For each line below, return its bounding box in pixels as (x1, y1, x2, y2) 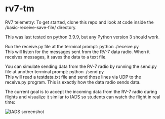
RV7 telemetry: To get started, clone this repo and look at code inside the (5, 19, 154, 25)
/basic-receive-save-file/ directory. (5, 24, 77, 30)
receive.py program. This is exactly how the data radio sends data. (5, 79, 141, 85)
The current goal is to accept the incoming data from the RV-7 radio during (5, 89, 157, 94)
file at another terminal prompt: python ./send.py (5, 68, 104, 74)
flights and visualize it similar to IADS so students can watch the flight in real (5, 94, 161, 100)
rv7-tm (5, 3, 35, 14)
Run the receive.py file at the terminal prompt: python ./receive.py (5, 43, 139, 49)
